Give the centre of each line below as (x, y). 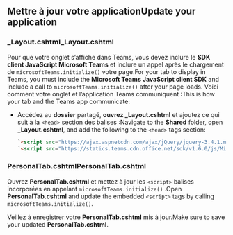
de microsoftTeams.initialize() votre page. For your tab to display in (106, 71)
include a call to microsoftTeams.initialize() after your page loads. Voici (113, 87)
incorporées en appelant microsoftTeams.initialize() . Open (95, 189)
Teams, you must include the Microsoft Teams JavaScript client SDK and (113, 79)
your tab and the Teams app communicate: (69, 101)
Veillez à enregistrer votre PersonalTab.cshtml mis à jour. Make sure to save (116, 217)
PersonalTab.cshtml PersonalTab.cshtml (77, 166)
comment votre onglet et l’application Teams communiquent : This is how (111, 94)
